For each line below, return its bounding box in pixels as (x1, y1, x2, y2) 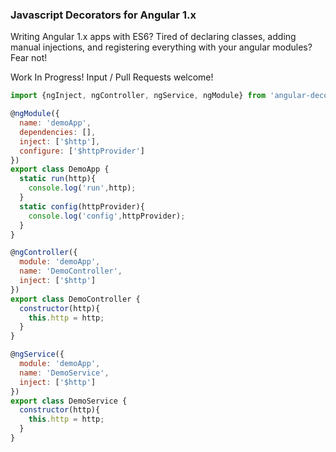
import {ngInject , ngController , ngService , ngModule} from (10, 91, 267, 101)
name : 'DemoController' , (19, 266, 123, 277)
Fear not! (10, 52, 48, 64)
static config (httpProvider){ (19, 201, 145, 212)
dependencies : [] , (19, 127, 97, 137)
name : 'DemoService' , (19, 368, 110, 378)
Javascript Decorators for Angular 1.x (10, 8, 197, 22)
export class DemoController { (10, 294, 141, 304)
